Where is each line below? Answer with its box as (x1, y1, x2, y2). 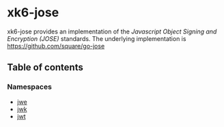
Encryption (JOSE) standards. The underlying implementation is (7, 34, 186, 42)
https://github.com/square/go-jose (7, 42, 105, 50)
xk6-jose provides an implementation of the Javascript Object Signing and (7, 27, 217, 36)
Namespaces (7, 82, 53, 91)
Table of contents (7, 61, 83, 73)
